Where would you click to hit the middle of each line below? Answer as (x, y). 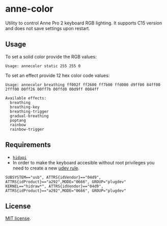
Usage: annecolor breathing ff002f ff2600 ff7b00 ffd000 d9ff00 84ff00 (83, 84)
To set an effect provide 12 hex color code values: (58, 75)
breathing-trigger (30, 111)
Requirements (28, 145)
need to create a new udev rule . (46, 168)
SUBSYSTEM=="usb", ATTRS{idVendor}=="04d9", (53, 177)
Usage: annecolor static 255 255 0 (43, 66)
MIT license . (18, 218)
